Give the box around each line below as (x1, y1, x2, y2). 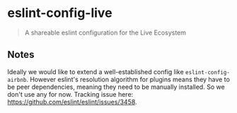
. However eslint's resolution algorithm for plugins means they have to (25, 75, 230, 83)
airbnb (7, 76, 27, 83)
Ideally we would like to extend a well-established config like (7, 67, 184, 76)
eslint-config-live (7, 5, 112, 21)
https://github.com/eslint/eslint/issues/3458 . (7, 97, 137, 106)
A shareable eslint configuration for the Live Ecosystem (24, 28, 186, 37)
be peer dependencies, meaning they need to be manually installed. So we (7, 83, 225, 91)
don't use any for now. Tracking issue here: (7, 90, 134, 98)
